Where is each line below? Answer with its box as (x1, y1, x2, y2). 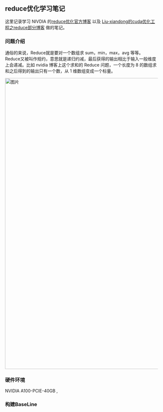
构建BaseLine (5, 401, 37, 408)
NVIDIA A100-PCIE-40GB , (5, 388, 58, 394)
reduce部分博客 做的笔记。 (13, 24, 67, 30)
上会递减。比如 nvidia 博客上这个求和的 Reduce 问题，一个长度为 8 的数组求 (5, 62, 157, 68)
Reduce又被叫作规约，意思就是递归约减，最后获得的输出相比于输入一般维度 (5, 56, 156, 62)
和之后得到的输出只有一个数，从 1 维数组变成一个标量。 (5, 68, 115, 74)
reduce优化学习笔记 (5, 4, 65, 13)
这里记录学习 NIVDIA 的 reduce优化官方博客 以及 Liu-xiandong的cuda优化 (5, 18, 151, 24)
